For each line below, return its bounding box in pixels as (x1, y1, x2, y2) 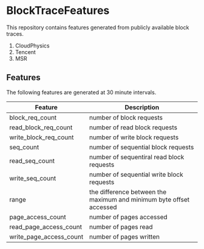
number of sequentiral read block (89, 152, 185, 161)
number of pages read (89, 222, 153, 231)
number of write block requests (89, 133, 179, 142)
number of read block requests (89, 123, 178, 131)
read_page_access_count (9, 222, 82, 231)
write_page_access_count (9, 232, 84, 240)
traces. (6, 30, 24, 37)
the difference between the (89, 188, 167, 196)
